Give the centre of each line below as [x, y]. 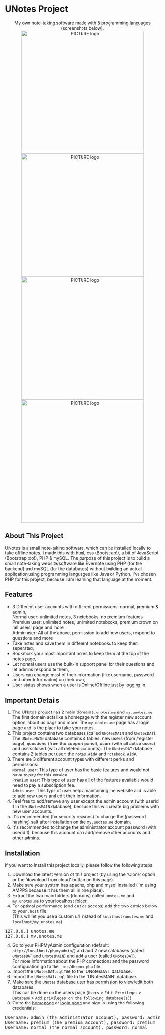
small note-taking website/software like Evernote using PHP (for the [74, 563]
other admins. [26, 838]
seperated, [23, 648]
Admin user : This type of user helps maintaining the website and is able [84, 791]
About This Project [34, 536]
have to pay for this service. [40, 775]
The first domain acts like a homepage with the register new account [82, 717]
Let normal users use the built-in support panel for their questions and [83, 664]
